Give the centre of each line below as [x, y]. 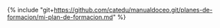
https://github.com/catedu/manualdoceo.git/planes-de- [133, 10]
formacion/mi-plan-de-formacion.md [60, 17]
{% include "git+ [31, 10]
